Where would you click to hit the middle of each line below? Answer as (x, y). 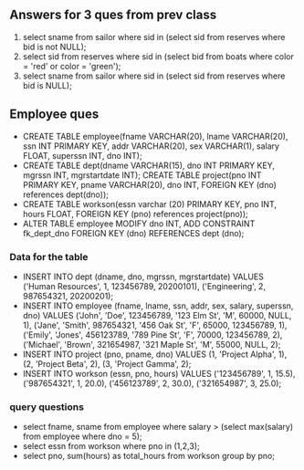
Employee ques (54, 115)
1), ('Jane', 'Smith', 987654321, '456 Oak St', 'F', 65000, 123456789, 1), (155, 325)
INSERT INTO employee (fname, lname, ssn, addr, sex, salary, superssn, (158, 306)
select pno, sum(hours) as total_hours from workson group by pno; (149, 456)
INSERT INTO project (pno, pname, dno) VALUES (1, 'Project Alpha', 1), (155, 354)
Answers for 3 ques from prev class (113, 15)
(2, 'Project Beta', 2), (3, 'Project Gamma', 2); (107, 363)
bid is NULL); (47, 85)
